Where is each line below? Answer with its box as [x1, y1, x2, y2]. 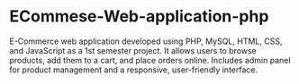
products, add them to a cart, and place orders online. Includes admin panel [9, 55, 291, 65]
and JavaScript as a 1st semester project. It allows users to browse [9, 45, 257, 55]
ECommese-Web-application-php [9, 6, 269, 27]
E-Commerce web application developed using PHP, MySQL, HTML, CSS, [9, 36, 283, 46]
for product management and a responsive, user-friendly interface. [9, 64, 258, 75]
